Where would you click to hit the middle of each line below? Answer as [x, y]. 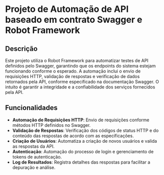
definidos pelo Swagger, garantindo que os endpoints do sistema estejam [81, 66]
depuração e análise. [34, 167]
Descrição [21, 48]
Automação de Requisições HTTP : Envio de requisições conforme [81, 120]
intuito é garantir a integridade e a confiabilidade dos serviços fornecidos [80, 87]
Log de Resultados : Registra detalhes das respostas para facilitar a [81, 162]
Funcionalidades [32, 108]
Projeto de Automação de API [67, 9]
